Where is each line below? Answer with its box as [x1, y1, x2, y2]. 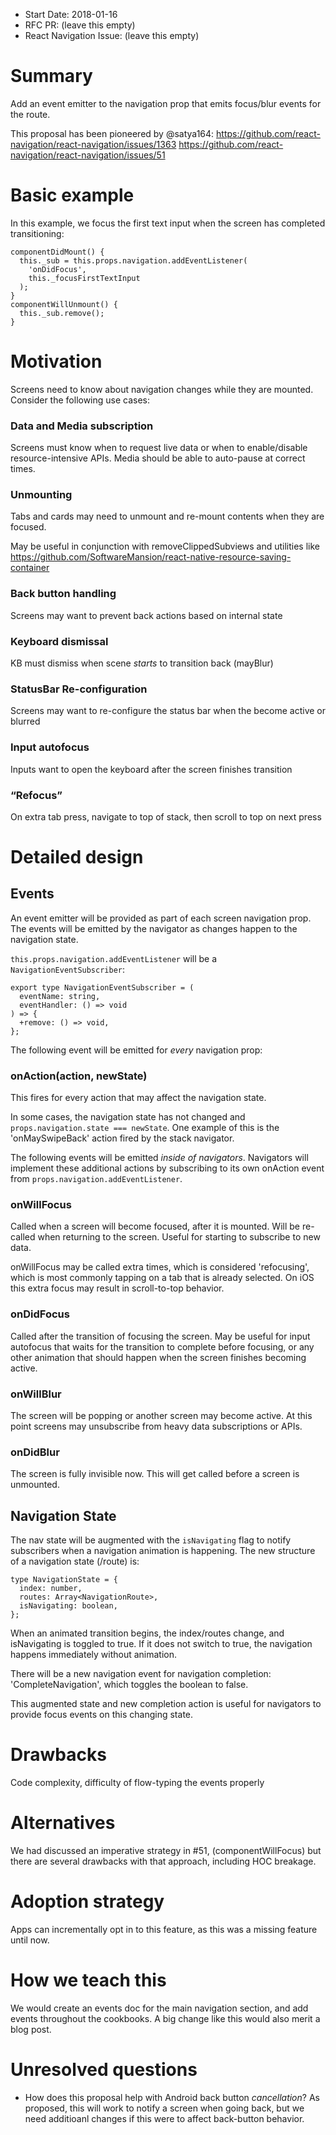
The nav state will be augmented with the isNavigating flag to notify [10, 1534, 292, 1546]
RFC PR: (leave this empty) [24, 19, 136, 31]
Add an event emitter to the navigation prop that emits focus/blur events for [10, 97, 322, 109]
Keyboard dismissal [10, 634, 109, 648]
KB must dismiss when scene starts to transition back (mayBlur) [10, 657, 274, 669]
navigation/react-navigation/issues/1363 [10, 138, 177, 150]
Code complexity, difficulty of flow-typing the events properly [10, 1777, 265, 1789]
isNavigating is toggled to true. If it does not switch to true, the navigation [10, 1638, 313, 1650]
